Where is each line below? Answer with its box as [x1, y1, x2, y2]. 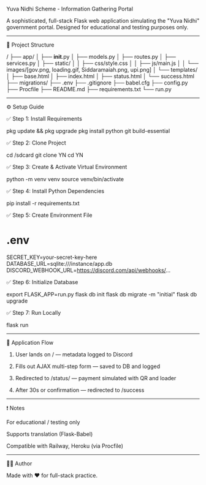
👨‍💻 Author [6, 459, 32, 467]
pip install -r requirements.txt [6, 200, 80, 207]
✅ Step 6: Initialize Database [6, 278, 78, 285]
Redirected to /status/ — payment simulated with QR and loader [15, 374, 177, 382]
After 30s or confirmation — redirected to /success [15, 386, 145, 394]
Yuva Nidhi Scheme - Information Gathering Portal [6, 6, 134, 12]
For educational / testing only [6, 418, 80, 426]
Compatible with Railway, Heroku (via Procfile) [6, 442, 124, 449]
